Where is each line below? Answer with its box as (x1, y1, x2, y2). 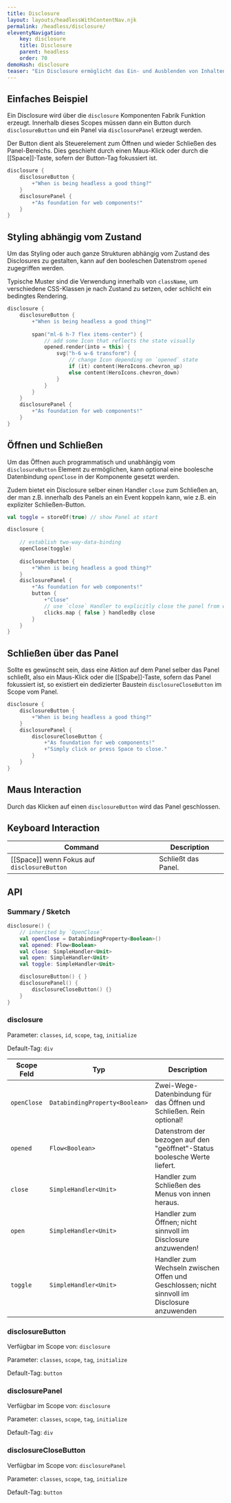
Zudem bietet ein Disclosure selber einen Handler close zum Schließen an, (7, 486, 219, 494)
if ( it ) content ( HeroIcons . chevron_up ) (68, 363, 184, 370)
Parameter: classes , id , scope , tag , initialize (7, 1030, 137, 1039)
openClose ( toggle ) (19, 545, 72, 553)
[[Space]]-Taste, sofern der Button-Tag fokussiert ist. (7, 154, 158, 162)
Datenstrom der (154, 1126, 206, 1136)
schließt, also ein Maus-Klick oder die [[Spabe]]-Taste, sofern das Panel (7, 673, 212, 681)
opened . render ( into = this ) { (43, 343, 131, 351)
